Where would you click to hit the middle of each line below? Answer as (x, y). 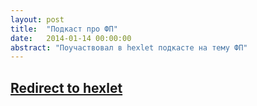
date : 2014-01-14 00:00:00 (71, 38)
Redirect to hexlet (66, 87)
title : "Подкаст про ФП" (64, 29)
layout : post (37, 19)
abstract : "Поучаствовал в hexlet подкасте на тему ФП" (129, 47)
